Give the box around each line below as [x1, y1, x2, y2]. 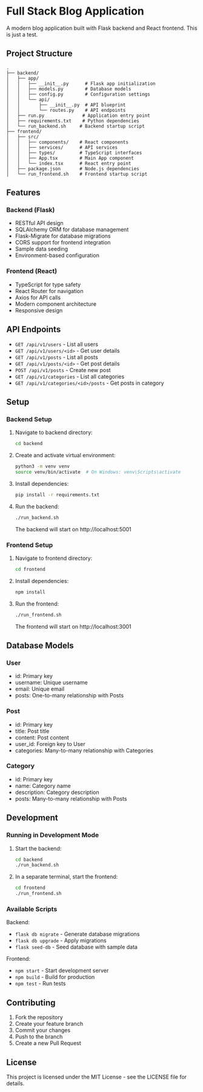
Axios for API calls [15, 294, 61, 301]
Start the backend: [15, 845, 62, 852]
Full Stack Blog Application [6, 4, 144, 18]
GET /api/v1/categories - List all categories [15, 373, 125, 380]
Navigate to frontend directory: [15, 555, 93, 562]
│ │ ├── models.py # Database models [6, 86, 131, 92]
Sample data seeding [15, 245, 68, 253]
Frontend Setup [6, 541, 53, 549]
